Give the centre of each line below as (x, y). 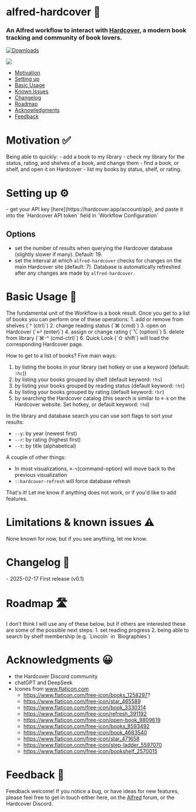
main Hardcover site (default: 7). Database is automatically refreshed (97, 267)
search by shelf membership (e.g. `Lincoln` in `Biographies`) (78, 636)
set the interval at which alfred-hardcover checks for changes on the (98, 261)
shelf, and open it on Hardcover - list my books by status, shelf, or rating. (94, 169)
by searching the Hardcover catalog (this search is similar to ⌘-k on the (100, 398)
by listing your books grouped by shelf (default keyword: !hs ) (88, 380)
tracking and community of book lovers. (64, 38)
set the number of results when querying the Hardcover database (93, 248)
